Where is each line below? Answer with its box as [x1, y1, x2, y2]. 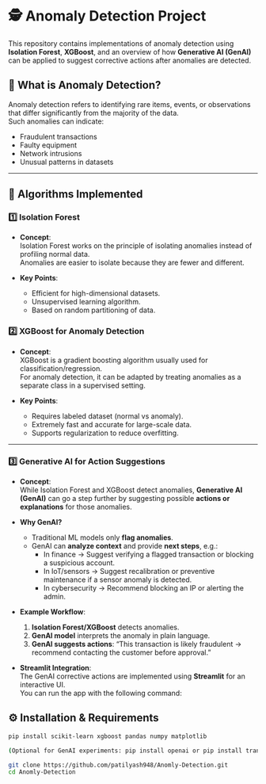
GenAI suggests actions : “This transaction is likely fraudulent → [31, 640, 242, 649]
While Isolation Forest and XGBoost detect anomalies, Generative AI [19, 485, 243, 495]
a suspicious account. [43, 558, 116, 568]
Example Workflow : [19, 607, 85, 617]
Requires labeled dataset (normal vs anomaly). [31, 411, 184, 421]
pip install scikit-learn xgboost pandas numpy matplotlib [8, 732, 207, 740]
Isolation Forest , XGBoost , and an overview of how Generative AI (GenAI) [8, 47, 252, 56]
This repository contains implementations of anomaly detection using [8, 38, 234, 48]
